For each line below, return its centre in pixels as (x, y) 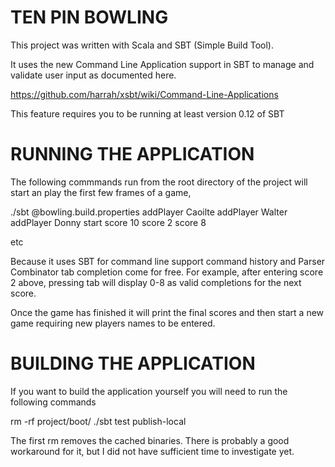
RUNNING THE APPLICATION (132, 154)
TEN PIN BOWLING (89, 17)
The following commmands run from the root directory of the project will (159, 182)
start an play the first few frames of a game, (101, 192)
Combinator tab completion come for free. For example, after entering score (167, 272)
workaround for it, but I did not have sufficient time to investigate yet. (152, 451)
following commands (53, 402)
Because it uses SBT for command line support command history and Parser (168, 261)
